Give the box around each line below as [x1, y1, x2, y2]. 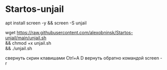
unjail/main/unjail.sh [5, 35, 47, 41]
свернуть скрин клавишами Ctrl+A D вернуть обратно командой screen [5, 55, 159, 61]
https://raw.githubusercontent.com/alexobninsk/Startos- [17, 29, 133, 35]
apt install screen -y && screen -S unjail [5, 20, 87, 26]
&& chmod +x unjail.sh [5, 40, 52, 46]
